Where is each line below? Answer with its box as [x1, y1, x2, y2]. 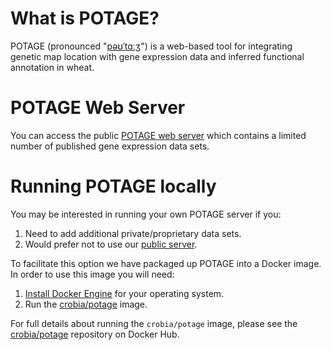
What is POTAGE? [10, 7, 160, 30]
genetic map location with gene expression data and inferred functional [10, 50, 305, 62]
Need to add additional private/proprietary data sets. [24, 227, 242, 239]
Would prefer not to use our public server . [24, 238, 198, 250]
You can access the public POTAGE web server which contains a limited [10, 129, 307, 141]
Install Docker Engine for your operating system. [24, 287, 225, 299]
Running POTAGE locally [10, 175, 217, 198]
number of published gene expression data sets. [10, 140, 210, 152]
